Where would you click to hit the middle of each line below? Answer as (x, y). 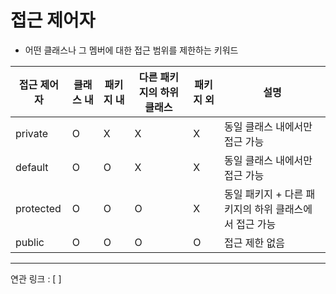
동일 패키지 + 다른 (263, 194)
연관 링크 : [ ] (36, 278)
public (30, 242)
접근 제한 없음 (254, 243)
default (32, 167)
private (32, 133)
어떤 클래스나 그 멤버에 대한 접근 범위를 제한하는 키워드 (131, 50)
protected (38, 208)
